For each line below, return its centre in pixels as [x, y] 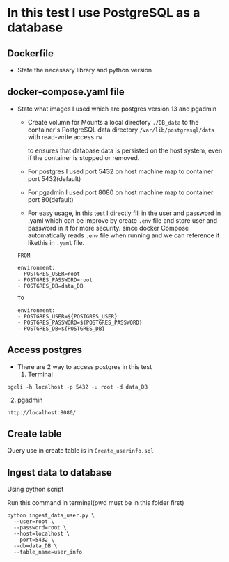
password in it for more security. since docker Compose [108, 228]
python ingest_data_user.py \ [51, 516]
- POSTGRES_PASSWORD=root [55, 280]
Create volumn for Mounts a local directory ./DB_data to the [113, 122]
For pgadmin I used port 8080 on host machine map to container [120, 192]
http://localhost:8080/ [42, 412]
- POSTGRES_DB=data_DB [50, 286]
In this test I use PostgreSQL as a [104, 13]
